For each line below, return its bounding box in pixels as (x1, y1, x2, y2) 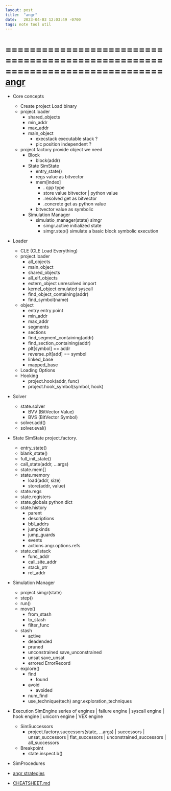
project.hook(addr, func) (28, 378, 80, 384)
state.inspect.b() (28, 751, 63, 757)
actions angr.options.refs (28, 543, 81, 549)
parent (28, 510, 42, 516)
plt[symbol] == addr (28, 345, 70, 352)
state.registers (20, 494, 51, 500)
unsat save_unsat (28, 655, 65, 661)
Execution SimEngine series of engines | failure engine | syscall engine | (12, 708, 164, 714)
